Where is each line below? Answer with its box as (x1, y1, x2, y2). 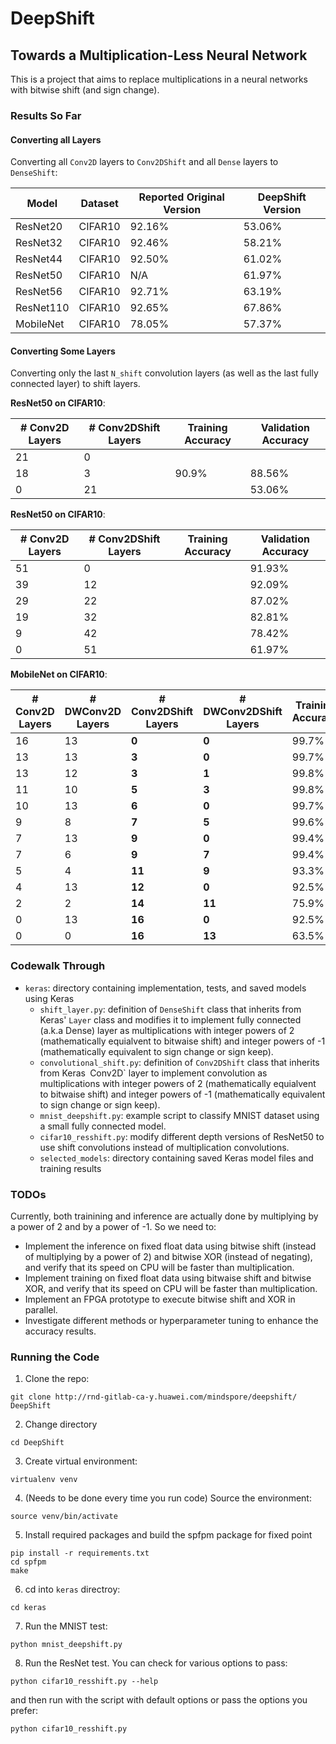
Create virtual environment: (24, 1455, 138, 1467)
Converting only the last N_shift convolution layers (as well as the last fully (10, 367, 319, 379)
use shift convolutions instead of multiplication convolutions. (39, 1141, 290, 1153)
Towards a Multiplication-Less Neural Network (10, 47, 308, 64)
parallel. (24, 1303, 58, 1316)
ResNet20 (15, 220, 63, 234)
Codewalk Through (10, 959, 106, 973)
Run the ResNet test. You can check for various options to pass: (24, 1657, 288, 1669)
